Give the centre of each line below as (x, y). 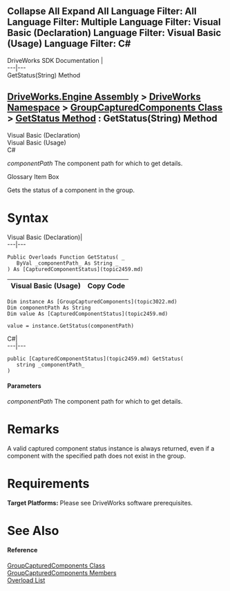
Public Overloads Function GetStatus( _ (66, 257)
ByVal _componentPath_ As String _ (67, 263)
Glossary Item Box (33, 176)
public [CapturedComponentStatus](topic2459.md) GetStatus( (96, 359)
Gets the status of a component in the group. (71, 190)
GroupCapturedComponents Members (62, 573)
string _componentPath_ (50, 365)
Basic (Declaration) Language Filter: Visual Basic (114, 33)
